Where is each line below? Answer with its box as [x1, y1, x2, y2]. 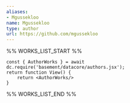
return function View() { [6, 69, 71, 75]
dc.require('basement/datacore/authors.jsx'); [6, 64, 125, 71]
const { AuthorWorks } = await [6, 59, 85, 65]
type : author [6, 25, 39, 32]
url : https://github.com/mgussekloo [6, 31, 98, 37]
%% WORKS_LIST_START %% [6, 47, 82, 54]
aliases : [6, 8, 28, 15]
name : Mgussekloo [6, 20, 50, 26]
